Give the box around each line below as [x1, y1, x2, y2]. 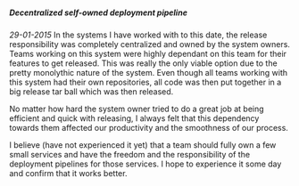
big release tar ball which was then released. [9, 85, 174, 97]
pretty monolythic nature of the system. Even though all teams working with [9, 67, 288, 77]
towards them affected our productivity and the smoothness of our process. [9, 122, 288, 133]
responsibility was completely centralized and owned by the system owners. [9, 38, 290, 49]
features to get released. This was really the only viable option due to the [9, 58, 278, 69]
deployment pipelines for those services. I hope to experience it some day [9, 158, 282, 169]
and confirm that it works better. [9, 167, 128, 178]
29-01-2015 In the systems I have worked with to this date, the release [9, 29, 268, 40]
